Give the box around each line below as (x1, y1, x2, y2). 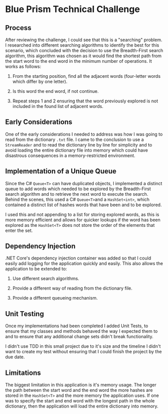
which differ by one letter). (12, 79, 68, 84)
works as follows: (5, 64, 42, 69)
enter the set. (5, 227, 33, 233)
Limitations (5, 368, 41, 377)
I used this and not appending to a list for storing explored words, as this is (5, 211, 159, 217)
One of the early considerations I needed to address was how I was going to (5, 131, 163, 137)
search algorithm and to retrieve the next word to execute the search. (5, 191, 148, 197)
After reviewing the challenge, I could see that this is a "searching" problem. (5, 37, 162, 43)
